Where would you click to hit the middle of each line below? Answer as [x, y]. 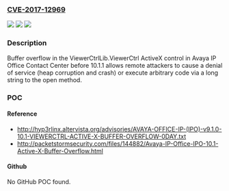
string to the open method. [44, 79]
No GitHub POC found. [39, 181]
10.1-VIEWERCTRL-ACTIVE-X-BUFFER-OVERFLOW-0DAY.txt [102, 136]
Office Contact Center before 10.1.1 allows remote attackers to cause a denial [115, 65]
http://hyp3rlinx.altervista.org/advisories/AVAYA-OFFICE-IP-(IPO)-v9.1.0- [119, 129]
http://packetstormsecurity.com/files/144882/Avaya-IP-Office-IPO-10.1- [118, 143]
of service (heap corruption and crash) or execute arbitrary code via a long [113, 73]
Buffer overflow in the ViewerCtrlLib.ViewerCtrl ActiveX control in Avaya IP [112, 58]
